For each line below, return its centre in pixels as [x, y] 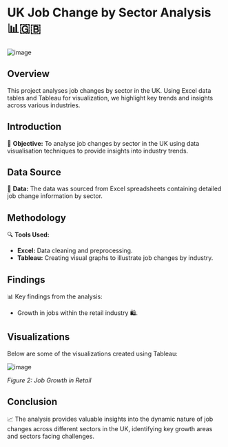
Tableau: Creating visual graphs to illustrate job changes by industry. [115, 258]
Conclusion [32, 402]
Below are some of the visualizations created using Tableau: [92, 353]
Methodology [37, 218]
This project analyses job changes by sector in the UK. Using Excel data [109, 90]
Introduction [34, 127]
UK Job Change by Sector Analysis [109, 13]
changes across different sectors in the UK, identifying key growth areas [110, 428]
